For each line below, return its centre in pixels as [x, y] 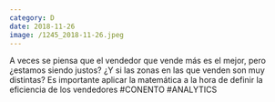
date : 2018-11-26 [42, 26]
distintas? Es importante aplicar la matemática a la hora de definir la [136, 80]
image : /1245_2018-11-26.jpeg [67, 35]
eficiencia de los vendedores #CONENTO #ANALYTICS [113, 90]
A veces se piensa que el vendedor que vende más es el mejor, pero [138, 61]
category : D [32, 18]
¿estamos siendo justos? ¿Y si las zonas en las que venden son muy [137, 70]
